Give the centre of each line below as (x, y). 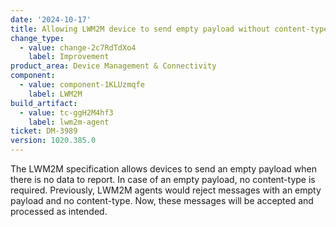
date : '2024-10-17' (51, 19)
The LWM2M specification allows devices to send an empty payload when (163, 169)
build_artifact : (44, 103)
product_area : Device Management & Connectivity (113, 66)
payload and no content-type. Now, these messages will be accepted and (162, 200)
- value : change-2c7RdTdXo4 (78, 47)
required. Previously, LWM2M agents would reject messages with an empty (166, 190)
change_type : (37, 38)
